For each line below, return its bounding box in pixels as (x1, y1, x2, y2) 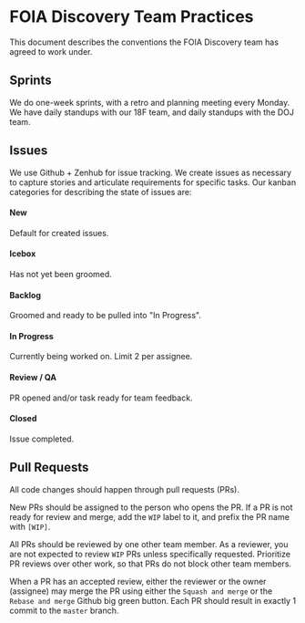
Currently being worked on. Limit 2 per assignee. (9, 351, 193, 362)
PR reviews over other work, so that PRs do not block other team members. (9, 558, 292, 569)
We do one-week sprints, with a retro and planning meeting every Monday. (9, 97, 290, 108)
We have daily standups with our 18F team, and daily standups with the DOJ (9, 107, 294, 118)
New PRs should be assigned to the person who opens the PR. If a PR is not (9, 502, 293, 513)
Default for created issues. (9, 227, 109, 238)
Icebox (9, 248, 36, 259)
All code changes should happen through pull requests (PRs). (9, 483, 239, 494)
